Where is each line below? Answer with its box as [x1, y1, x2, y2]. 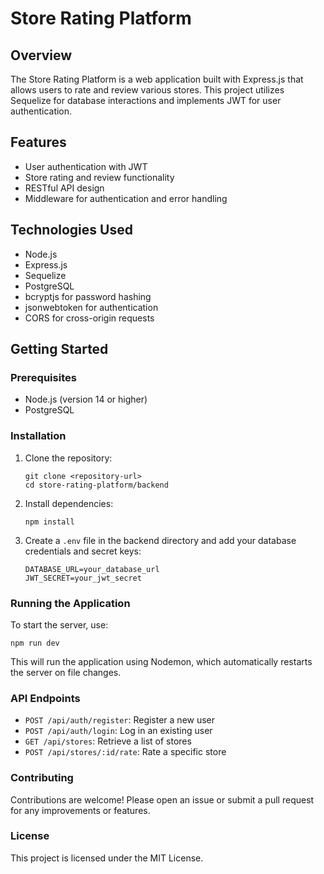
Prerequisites [10, 370, 77, 384]
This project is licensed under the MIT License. [10, 852, 204, 864]
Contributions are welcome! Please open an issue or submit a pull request [10, 793, 315, 806]
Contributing [10, 771, 74, 785]
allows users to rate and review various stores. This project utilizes [10, 84, 285, 96]
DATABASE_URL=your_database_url [24, 564, 160, 574]
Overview [10, 47, 73, 64]
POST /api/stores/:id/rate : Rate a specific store [24, 746, 227, 758]
